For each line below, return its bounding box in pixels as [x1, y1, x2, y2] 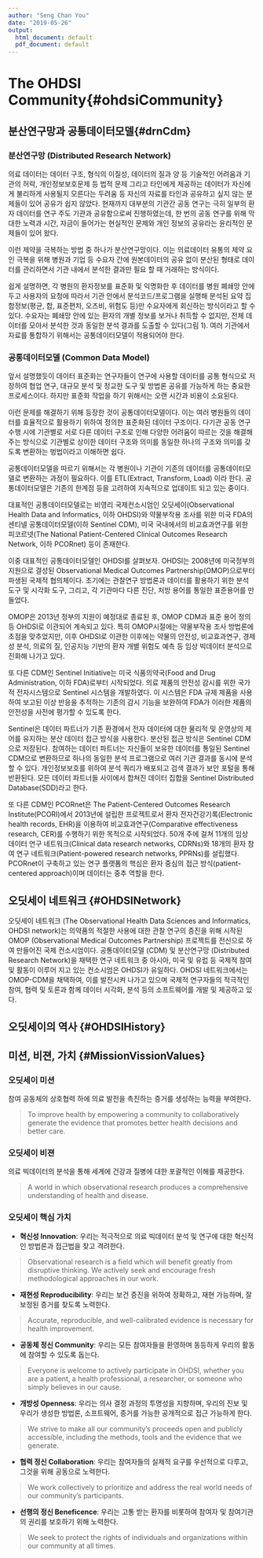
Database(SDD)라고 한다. [8, 783, 88, 792]
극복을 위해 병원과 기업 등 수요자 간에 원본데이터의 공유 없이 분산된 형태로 [16, 255, 241, 264]
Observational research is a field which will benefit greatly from [27, 1257, 233, 1266]
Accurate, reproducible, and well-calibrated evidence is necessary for [27, 1315, 254, 1325]
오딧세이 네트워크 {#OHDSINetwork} [8, 894, 182, 907]
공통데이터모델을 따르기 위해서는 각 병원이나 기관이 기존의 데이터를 [8, 464, 212, 473]
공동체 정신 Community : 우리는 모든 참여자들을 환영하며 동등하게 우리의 [19, 1339, 241, 1349]
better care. [27, 1126, 66, 1136]
